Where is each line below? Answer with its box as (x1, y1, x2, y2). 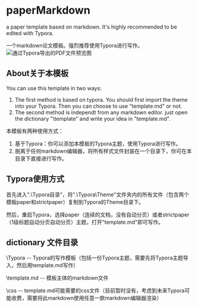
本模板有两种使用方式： (6, 127, 64, 134)
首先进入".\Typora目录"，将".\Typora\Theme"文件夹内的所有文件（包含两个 (6, 191, 189, 198)
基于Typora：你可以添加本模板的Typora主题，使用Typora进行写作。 (14, 140, 181, 147)
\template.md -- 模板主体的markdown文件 (6, 274, 109, 281)
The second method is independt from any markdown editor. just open (14, 108, 188, 116)
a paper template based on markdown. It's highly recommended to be (6, 23, 177, 30)
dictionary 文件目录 (6, 237, 78, 248)
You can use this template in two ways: (6, 84, 102, 92)
